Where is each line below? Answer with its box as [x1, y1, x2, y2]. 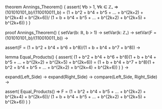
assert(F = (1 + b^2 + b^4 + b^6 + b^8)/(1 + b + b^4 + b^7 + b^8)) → [5, 44, 140, 50]
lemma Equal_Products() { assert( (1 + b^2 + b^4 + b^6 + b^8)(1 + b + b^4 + [5, 54, 157, 60]
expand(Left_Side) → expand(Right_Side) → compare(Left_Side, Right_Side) [5, 74, 158, 80]
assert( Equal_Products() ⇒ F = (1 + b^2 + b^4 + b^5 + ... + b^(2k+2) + [5, 88, 146, 94]
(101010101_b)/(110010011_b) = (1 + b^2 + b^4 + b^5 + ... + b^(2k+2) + [5, 9, 143, 15]
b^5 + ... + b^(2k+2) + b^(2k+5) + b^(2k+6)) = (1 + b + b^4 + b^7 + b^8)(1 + [5, 59, 155, 65]
